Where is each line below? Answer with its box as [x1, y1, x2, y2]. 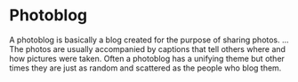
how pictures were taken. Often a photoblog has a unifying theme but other [9, 53, 285, 63]
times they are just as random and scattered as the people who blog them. [9, 63, 282, 73]
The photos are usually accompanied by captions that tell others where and [9, 43, 286, 54]
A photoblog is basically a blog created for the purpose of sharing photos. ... [9, 34, 289, 45]
